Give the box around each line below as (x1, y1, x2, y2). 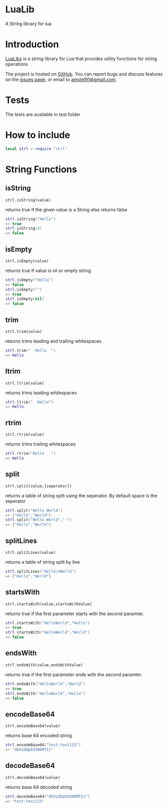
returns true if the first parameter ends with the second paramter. (5, 671, 143, 678)
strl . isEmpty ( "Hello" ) (5, 277, 54, 283)
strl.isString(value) (5, 198, 52, 203)
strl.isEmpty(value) (5, 258, 50, 264)
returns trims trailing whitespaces (5, 441, 76, 447)
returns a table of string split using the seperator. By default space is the (5, 492, 157, 499)
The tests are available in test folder (5, 111, 81, 117)
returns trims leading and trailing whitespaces (5, 338, 102, 344)
